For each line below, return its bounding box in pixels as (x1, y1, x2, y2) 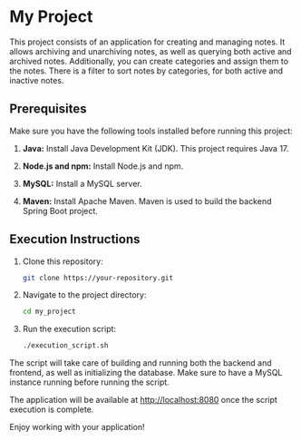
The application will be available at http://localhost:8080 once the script (9, 395, 278, 406)
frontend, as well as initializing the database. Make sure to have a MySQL (9, 367, 283, 378)
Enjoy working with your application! (9, 422, 145, 433)
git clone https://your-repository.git (22, 273, 174, 282)
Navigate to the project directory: (22, 289, 147, 300)
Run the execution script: (22, 324, 116, 335)
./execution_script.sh (22, 341, 109, 350)
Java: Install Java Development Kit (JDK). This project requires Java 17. (22, 142, 289, 153)
